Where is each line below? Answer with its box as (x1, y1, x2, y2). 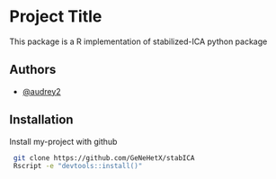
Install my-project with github (9, 136, 118, 147)
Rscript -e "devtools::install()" (13, 162, 143, 171)
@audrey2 (22, 85, 61, 96)
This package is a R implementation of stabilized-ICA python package (9, 36, 268, 47)
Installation (9, 112, 74, 128)
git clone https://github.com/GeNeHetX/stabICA (13, 153, 195, 163)
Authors (9, 62, 57, 77)
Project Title (9, 6, 102, 27)
